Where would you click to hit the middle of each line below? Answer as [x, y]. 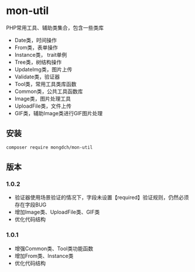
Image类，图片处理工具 [43, 98]
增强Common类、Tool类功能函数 [54, 248]
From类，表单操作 [36, 47]
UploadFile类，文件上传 [43, 106]
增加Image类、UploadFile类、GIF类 [57, 212]
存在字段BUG [30, 205]
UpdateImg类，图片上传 [43, 69]
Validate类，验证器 [37, 77]
